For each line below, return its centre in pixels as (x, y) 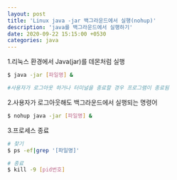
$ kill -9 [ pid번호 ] (36, 170)
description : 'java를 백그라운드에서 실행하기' (70, 27)
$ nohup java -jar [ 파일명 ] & (50, 116)
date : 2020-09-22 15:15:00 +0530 (57, 34)
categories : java (33, 41)
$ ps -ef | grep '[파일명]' (43, 150)
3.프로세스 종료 (28, 130)
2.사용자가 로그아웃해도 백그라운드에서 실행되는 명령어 (82, 102)
